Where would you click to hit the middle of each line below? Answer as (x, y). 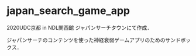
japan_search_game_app (68, 11)
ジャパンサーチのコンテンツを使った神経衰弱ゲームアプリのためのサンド (94, 40)
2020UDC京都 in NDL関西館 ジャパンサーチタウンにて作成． (80, 27)
